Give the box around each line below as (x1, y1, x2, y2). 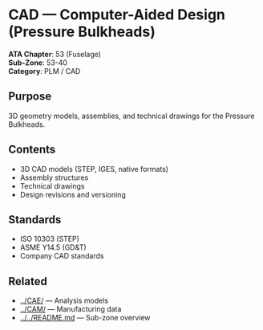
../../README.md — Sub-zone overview (19, 313, 151, 323)
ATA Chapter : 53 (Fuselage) (8, 49, 102, 59)
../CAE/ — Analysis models (19, 295, 109, 306)
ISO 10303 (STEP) (19, 234, 80, 244)
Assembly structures (19, 173, 89, 182)
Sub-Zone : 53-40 (8, 58, 68, 67)
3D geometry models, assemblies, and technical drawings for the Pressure (8, 111, 255, 120)
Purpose (8, 90, 52, 104)
